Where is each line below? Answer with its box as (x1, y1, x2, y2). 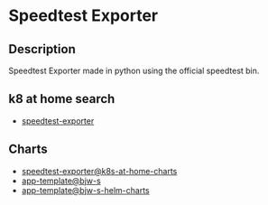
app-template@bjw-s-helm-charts (21, 184, 150, 195)
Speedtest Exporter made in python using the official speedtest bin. (8, 65, 260, 76)
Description (8, 42, 76, 57)
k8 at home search (8, 91, 116, 107)
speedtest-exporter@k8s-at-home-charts (21, 165, 178, 176)
